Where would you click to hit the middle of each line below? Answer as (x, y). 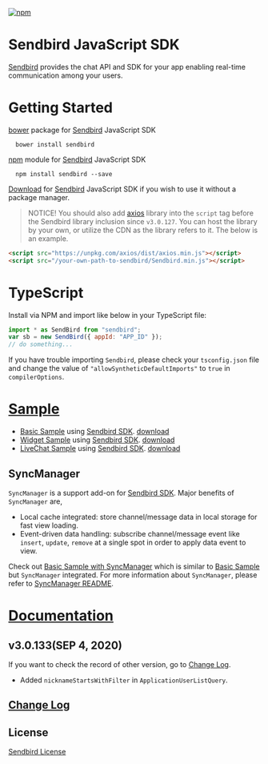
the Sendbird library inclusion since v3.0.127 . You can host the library (142, 221)
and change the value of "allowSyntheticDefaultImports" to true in (119, 368)
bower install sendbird (55, 144)
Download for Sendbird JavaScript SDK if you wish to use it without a (122, 189)
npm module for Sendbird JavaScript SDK (77, 159)
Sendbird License (37, 752)
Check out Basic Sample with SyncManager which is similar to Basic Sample (134, 566)
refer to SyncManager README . (61, 583)
